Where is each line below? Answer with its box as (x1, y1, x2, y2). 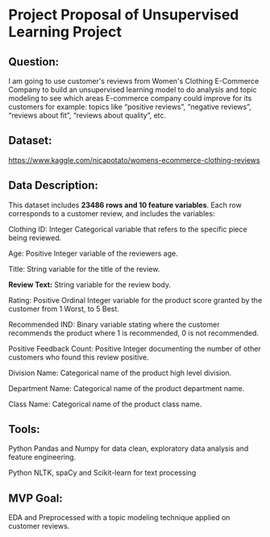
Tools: (8, 423, 40, 436)
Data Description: (8, 179, 99, 193)
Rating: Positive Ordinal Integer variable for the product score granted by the (8, 295, 263, 305)
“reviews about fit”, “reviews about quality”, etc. (8, 110, 167, 120)
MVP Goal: (8, 491, 63, 505)
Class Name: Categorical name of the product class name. (8, 399, 202, 409)
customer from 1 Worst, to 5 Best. (8, 304, 119, 314)
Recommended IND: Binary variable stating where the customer (8, 319, 220, 329)
